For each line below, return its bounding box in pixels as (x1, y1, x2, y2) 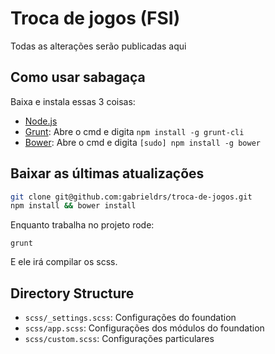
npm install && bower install (10, 201, 137, 211)
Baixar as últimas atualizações (10, 165, 205, 182)
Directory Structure (10, 285, 135, 302)
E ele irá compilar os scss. (10, 256, 118, 268)
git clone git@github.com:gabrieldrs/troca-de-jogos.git (10, 192, 253, 202)
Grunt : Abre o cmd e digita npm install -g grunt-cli (24, 125, 245, 137)
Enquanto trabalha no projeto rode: (10, 219, 155, 231)
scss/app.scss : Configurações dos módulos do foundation (24, 322, 265, 334)
